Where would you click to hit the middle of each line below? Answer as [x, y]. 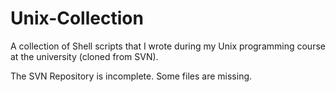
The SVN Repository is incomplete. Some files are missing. [131, 76]
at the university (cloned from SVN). [84, 56]
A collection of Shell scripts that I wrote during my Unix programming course [168, 46]
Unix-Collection [77, 18]
